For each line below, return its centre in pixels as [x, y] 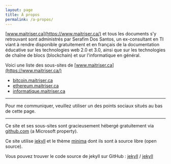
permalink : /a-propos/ [29, 19]
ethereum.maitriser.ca [36, 86]
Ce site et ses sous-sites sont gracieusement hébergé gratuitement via [80, 126]
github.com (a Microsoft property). [41, 131]
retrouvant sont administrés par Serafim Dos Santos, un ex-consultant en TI [84, 39]
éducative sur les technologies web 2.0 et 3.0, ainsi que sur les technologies [85, 50]
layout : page [19, 10]
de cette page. [21, 111]
